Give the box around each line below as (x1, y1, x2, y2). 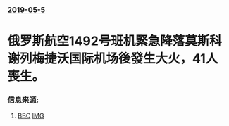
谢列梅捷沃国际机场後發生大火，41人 (7, 51, 218, 67)
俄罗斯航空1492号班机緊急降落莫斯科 (7, 33, 222, 49)
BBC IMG (17, 111, 44, 120)
